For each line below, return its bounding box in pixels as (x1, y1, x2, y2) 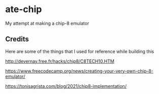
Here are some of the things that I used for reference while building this (5, 48, 154, 54)
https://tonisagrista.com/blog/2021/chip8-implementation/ (5, 83, 127, 89)
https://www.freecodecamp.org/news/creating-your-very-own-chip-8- (5, 68, 153, 74)
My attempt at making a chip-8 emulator (5, 20, 90, 26)
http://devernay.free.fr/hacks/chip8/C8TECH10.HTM (5, 58, 115, 64)
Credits (5, 35, 29, 43)
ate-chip (5, 4, 42, 15)
